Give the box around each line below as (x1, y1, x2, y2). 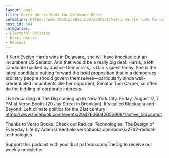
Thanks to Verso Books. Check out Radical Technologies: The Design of (5, 121, 154, 127)
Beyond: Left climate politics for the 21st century (5, 106, 106, 112)
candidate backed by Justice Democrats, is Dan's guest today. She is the (5, 64, 157, 70)
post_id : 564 (5, 21, 33, 27)
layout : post (5, 7, 33, 13)
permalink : (5, 17, 28, 22)
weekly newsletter (5, 146, 43, 153)
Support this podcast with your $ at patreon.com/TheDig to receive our (5, 141, 152, 147)
